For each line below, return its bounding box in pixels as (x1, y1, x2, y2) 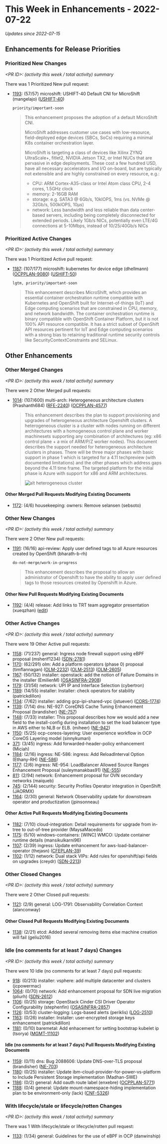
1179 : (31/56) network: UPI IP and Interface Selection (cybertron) (12, 682, 144, 688)
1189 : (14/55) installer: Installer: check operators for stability (12, 688, 135, 694)
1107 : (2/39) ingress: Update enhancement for (12, 842, 107, 848)
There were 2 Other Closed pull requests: (5, 892, 90, 898)
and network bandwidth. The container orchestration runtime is (24, 310, 155, 316)
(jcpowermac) (12, 983, 41, 989)
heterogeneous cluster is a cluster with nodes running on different (24, 423, 161, 429)
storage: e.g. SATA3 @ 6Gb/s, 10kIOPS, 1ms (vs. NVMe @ (32, 196, 150, 202)
